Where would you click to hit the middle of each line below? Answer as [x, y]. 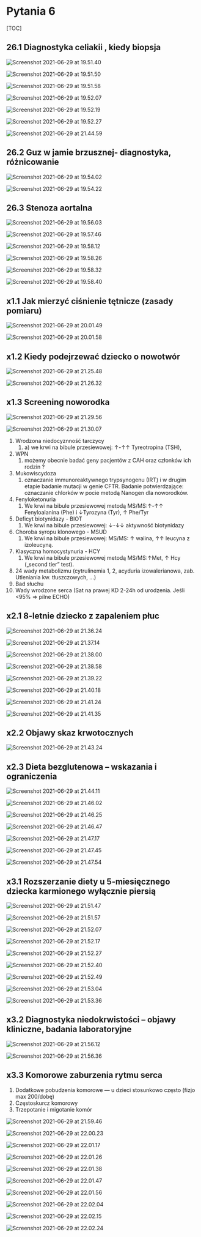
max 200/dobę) [35, 1096]
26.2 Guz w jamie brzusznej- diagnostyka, [89, 153]
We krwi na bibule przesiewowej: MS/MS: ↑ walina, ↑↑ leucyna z [107, 538]
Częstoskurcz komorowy [46, 1103]
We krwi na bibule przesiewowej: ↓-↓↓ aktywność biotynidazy [104, 525]
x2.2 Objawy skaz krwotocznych [70, 733]
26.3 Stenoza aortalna [49, 208]
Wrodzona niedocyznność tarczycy [60, 440]
